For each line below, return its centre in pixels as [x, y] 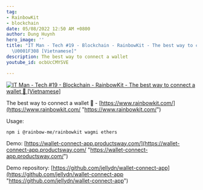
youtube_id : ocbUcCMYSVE [37, 62]
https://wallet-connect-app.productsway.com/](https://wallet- [103, 143]
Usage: [15, 121]
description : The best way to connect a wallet [67, 57]
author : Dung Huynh [31, 34]
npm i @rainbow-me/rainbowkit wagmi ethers [62, 132]
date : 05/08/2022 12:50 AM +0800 [48, 29]
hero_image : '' [25, 40]
